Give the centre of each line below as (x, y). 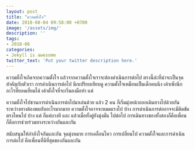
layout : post (22, 11)
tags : (13, 39)
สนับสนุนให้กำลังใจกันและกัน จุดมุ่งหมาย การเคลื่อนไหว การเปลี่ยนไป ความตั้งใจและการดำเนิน (96, 134)
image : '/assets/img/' (34, 28)
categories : (20, 50)
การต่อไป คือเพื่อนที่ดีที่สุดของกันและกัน (43, 140)
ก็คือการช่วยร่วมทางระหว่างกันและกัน (41, 122)
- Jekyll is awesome (31, 55)
